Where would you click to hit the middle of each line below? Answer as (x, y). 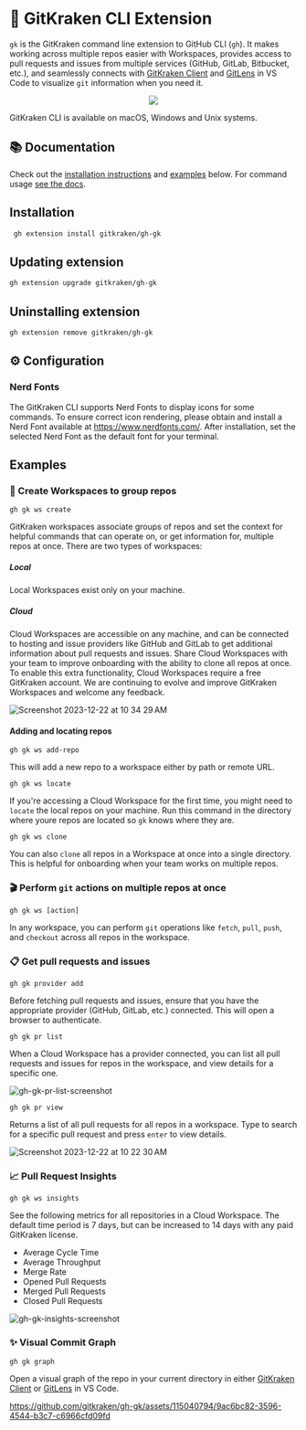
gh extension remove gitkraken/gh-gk (81, 333)
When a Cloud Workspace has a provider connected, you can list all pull (145, 1054)
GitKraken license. (44, 1235)
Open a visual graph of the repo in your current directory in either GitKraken (152, 1378)
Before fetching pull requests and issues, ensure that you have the (134, 1001)
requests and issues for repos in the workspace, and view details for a (142, 1063)
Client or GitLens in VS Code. (64, 1388)
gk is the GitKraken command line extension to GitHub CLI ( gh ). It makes (144, 44)
